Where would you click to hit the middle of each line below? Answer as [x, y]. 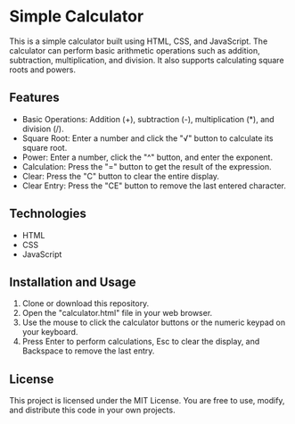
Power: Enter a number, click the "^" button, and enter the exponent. [147, 157]
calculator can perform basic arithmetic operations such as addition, [135, 50]
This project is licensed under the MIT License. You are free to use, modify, [147, 401]
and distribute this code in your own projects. [92, 410]
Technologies [48, 214]
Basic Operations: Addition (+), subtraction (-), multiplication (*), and [148, 119]
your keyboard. [50, 332]
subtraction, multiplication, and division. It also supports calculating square [147, 60]
